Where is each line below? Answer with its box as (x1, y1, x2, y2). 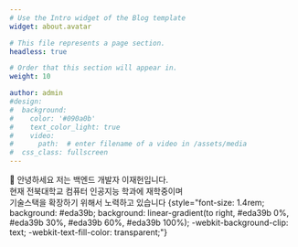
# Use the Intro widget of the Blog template (9, 13, 186, 23)
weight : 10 (9, 72, 51, 81)
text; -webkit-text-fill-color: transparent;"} (9, 227, 168, 238)
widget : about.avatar (9, 22, 92, 31)
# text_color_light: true (9, 123, 121, 132)
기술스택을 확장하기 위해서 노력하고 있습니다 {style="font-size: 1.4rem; (9, 198, 265, 208)
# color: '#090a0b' (9, 113, 96, 123)
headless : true (9, 47, 68, 56)
